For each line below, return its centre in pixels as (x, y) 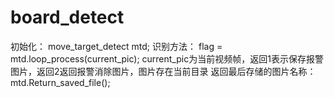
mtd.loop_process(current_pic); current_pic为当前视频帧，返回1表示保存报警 (167, 58)
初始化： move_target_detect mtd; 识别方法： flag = (116, 46)
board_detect (67, 17)
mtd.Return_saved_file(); (60, 82)
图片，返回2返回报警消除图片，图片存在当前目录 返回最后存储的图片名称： (163, 71)
